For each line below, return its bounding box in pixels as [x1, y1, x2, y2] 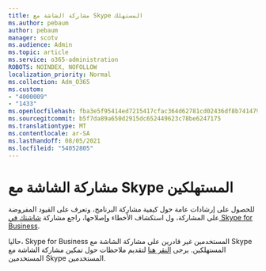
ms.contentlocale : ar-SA [8, 129, 90, 137]
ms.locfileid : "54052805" [8, 144, 93, 152]
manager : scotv [8, 33, 59, 42]
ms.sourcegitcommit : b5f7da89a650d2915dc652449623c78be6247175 [8, 115, 222, 123]
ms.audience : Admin [8, 41, 73, 49]
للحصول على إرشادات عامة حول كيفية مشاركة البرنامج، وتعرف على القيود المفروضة [8, 204, 255, 214]
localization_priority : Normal [8, 71, 112, 78]
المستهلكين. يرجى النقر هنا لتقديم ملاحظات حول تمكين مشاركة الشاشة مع [8, 245, 226, 254]
